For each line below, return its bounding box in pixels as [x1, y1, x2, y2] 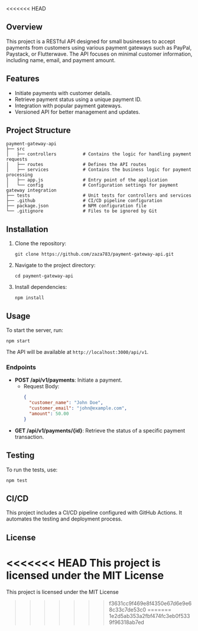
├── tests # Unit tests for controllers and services [6, 193, 192, 199]
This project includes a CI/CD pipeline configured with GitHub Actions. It [6, 509, 182, 516]
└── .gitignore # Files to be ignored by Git [6, 208, 158, 214]
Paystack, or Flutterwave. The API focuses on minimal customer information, [6, 50, 193, 57]
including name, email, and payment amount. [6, 56, 116, 64]
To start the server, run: [6, 327, 64, 334]
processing [6, 172, 33, 178]
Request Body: [23, 383, 60, 390]
